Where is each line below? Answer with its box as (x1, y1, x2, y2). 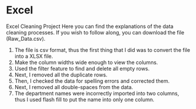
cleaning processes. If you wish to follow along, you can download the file (6, 29, 184, 36)
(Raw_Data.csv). (6, 35, 46, 42)
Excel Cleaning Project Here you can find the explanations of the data (6, 23, 174, 30)
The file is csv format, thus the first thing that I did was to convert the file (14, 46, 190, 53)
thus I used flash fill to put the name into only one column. (14, 96, 154, 103)
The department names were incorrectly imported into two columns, (14, 90, 180, 97)
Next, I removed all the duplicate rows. (14, 71, 108, 78)
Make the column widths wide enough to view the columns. (14, 59, 158, 66)
